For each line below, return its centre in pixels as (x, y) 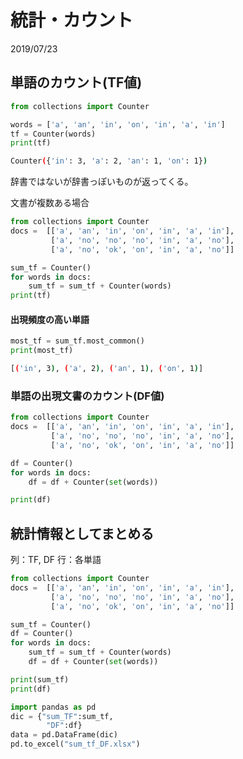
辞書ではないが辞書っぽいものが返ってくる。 (102, 182)
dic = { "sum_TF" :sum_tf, (62, 716)
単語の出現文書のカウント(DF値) (87, 396)
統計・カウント (72, 20)
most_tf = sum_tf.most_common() (77, 341)
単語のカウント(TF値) (76, 82)
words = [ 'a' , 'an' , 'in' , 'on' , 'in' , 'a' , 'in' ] (118, 124)
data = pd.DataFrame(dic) (64, 735)
